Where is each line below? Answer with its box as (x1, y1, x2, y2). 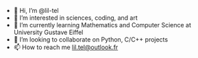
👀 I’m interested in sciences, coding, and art (13, 14, 138, 22)
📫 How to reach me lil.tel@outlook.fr (13, 43, 119, 51)
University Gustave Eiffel (13, 28, 84, 36)
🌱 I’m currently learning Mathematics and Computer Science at (13, 21, 192, 29)
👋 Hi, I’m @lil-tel (13, 7, 60, 14)
